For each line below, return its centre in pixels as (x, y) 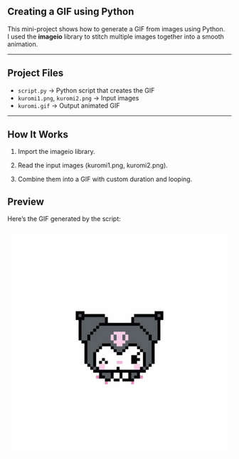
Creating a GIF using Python (71, 12)
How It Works (38, 135)
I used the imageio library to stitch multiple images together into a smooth (116, 36)
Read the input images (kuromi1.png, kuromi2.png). (93, 165)
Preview (26, 201)
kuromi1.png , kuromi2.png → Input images (78, 98)
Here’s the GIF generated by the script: (64, 219)
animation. (23, 44)
